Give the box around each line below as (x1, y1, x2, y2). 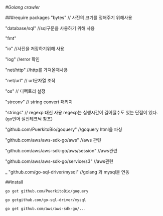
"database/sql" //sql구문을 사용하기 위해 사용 (5, 25, 95, 31)
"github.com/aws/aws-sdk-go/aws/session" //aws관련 (5, 148, 118, 153)
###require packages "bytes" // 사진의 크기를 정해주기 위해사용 (5, 15, 132, 21)
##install (5, 179, 24, 185)
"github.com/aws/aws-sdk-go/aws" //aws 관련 (5, 137, 101, 143)
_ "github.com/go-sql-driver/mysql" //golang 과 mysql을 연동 (5, 169, 129, 175)
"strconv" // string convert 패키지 (5, 99, 73, 105)
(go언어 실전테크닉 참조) (5, 116, 53, 122)
